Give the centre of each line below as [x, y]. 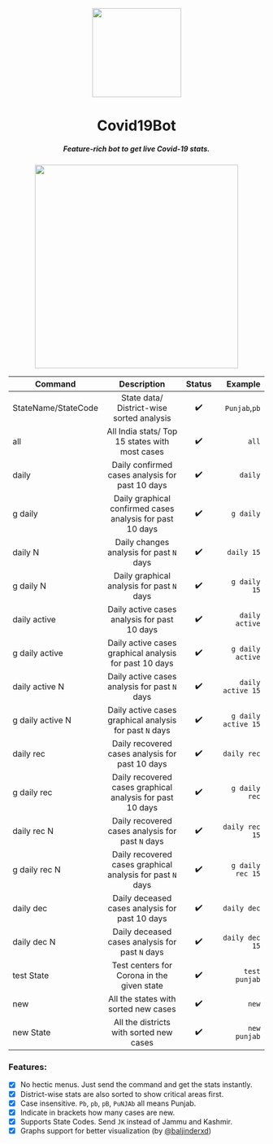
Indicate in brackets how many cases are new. [97, 1112]
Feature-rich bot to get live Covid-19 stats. [136, 148]
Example [243, 384]
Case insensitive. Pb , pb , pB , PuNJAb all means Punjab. [108, 1103]
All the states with [142, 999]
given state [142, 986]
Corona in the [142, 976]
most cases [142, 452]
